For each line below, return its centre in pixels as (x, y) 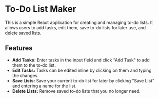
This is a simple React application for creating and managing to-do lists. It (79, 22)
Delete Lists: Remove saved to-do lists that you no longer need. (76, 91)
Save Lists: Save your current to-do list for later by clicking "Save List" (83, 80)
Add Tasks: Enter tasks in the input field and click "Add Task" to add (81, 60)
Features (19, 48)
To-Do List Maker (41, 9)
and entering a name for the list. (44, 86)
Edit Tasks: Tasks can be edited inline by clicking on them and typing (82, 70)
